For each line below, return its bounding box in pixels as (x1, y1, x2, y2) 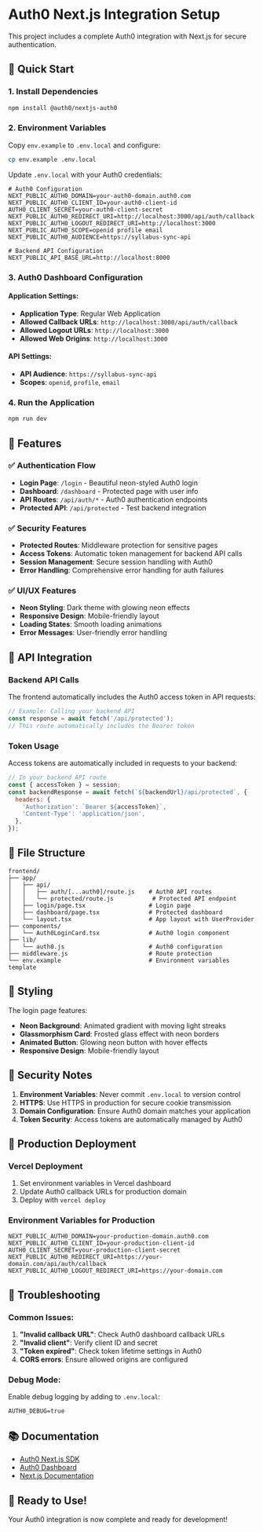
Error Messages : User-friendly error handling (19, 628, 167, 638)
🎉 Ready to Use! (8, 1494, 88, 1507)
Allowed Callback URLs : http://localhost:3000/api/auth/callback (19, 316, 238, 327)
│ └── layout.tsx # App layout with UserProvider (8, 915, 255, 923)
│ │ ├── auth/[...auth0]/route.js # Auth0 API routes (8, 887, 213, 896)
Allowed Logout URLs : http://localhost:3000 (19, 325, 170, 335)
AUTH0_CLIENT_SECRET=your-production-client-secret (8, 1246, 181, 1254)
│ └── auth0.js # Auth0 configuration (8, 942, 223, 951)
